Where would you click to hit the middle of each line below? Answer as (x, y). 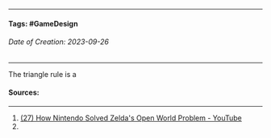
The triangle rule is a (42, 74)
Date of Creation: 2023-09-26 (58, 42)
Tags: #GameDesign (43, 23)
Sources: (24, 92)
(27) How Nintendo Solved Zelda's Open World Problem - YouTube (131, 118)
